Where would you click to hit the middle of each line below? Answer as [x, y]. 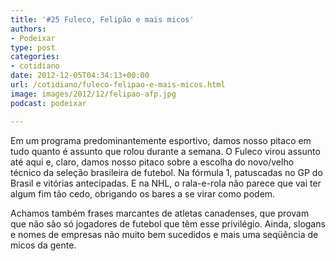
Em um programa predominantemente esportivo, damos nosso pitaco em [161, 140]
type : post [33, 47]
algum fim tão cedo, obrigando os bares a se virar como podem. [143, 193]
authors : [28, 29]
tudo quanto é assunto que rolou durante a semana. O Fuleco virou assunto [165, 151]
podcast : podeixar [48, 103]
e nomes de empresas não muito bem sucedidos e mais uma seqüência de [164, 234]
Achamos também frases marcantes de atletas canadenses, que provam [160, 213]
